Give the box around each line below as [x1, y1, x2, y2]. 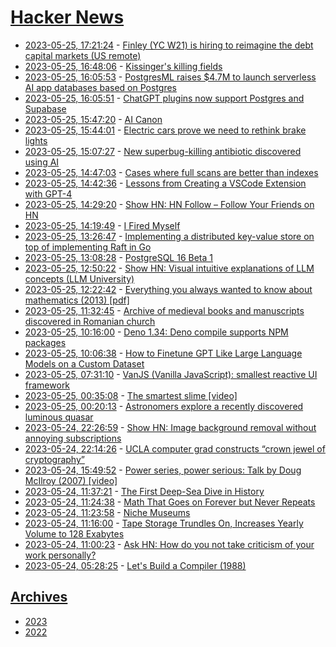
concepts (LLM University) [24, 272, 135, 285]
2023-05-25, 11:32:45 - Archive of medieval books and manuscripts [24, 304, 305, 316]
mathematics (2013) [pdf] [24, 294, 130, 306]
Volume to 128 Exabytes [24, 527, 125, 540]
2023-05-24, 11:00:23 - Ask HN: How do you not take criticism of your [24, 538, 315, 550]
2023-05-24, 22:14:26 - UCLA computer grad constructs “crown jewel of [24, 442, 326, 455]
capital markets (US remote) [24, 49, 142, 61]
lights [24, 134, 48, 146]
